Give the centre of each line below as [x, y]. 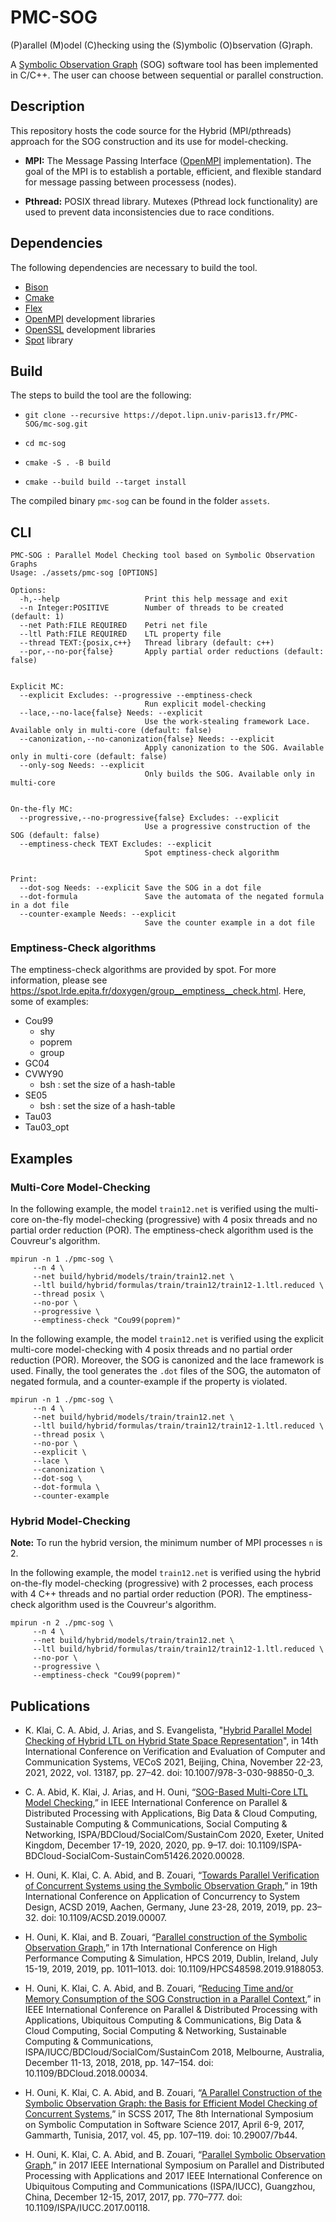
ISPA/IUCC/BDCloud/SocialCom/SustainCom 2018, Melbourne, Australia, [174, 2052]
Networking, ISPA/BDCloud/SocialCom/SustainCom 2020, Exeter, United [174, 1835]
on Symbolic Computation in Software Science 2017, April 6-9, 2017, [164, 2125]
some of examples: [49, 1002]
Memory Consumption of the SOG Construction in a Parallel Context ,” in [173, 1999]
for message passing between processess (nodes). [130, 182]
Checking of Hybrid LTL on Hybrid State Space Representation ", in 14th [171, 1741]
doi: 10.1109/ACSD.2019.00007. [104, 1918]
